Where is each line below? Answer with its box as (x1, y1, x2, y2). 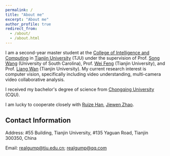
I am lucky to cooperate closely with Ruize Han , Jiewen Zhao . (5, 101, 134, 107)
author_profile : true (5, 21, 51, 27)
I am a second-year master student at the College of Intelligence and (5, 49, 150, 56)
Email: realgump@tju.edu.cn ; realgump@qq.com (5, 145, 107, 151)
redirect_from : (5, 26, 38, 31)
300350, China (5, 135, 37, 141)
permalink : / (5, 7, 33, 13)
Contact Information (5, 116, 71, 125)
